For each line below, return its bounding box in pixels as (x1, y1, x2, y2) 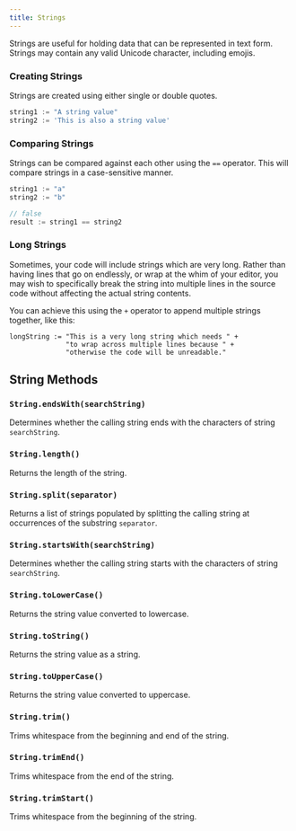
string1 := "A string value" (9, 107, 118, 117)
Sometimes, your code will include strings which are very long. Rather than (9, 259, 286, 270)
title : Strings (9, 13, 66, 22)
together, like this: (9, 314, 75, 325)
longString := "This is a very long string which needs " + (9, 332, 239, 341)
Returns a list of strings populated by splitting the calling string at (9, 508, 250, 519)
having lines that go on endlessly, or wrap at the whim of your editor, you (9, 269, 279, 279)
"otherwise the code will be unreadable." (65, 348, 227, 357)
